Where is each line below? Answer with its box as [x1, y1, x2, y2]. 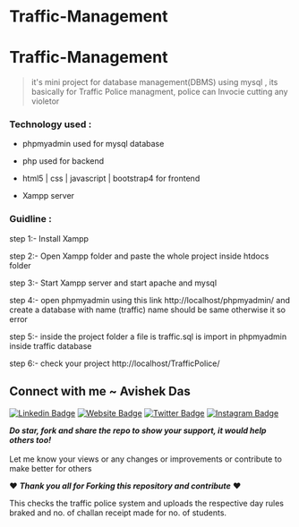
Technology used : [9, 118, 92, 131]
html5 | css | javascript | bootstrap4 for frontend [21, 173, 201, 184]
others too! [9, 434, 52, 445]
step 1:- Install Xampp [9, 233, 90, 243]
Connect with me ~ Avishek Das [9, 384, 191, 399]
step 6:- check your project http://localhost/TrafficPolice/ [9, 358, 221, 369]
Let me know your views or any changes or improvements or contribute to [9, 454, 282, 464]
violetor [30, 96, 60, 106]
